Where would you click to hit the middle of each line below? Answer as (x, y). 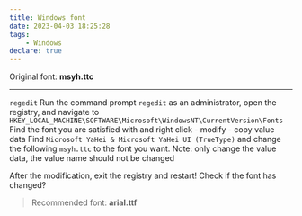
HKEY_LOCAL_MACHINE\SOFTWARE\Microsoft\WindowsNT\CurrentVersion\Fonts (146, 121)
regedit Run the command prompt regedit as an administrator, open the (143, 103)
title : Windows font (48, 18)
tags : (19, 34)
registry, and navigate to (54, 112)
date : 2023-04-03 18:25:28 (60, 26)
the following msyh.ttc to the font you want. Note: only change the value (143, 148)
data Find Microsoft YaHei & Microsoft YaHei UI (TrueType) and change (145, 139)
